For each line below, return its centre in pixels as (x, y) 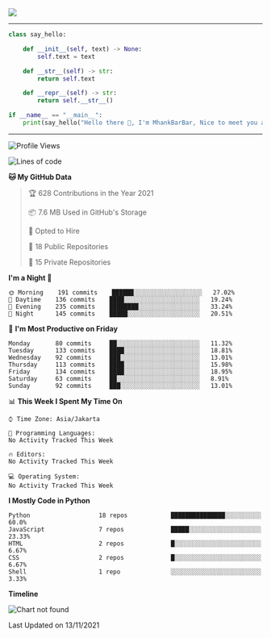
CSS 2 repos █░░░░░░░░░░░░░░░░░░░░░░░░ (135, 557)
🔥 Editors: (27, 454)
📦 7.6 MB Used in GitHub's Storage (88, 212)
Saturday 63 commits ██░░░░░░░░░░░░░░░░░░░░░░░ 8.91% (119, 378)
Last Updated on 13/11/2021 (54, 625)
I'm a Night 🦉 (30, 277)
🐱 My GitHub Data (40, 177)
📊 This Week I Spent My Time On (65, 401)
